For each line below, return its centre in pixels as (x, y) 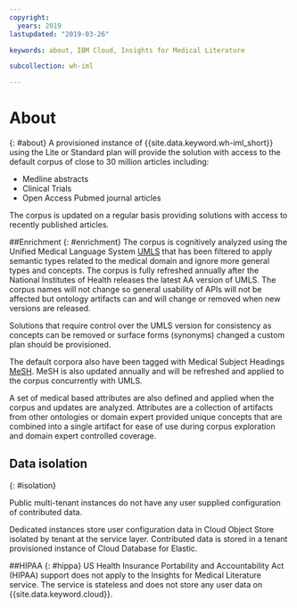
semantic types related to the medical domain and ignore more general (140, 261)
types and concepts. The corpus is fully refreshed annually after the (134, 271)
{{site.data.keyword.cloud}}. (61, 594)
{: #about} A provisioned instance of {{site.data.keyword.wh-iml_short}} (141, 143)
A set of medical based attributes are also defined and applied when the (142, 398)
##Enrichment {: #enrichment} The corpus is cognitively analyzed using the (148, 242)
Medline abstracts (55, 179)
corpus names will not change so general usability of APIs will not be (136, 290)
